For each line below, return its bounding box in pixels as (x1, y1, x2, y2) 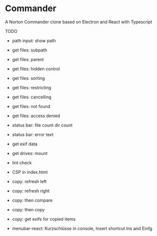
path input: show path (12, 37, 56, 44)
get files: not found (12, 103, 51, 109)
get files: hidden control (12, 66, 60, 72)
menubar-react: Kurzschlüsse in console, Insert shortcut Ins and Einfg (12, 225, 153, 231)
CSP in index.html (12, 169, 48, 175)
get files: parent (12, 56, 44, 62)
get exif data (12, 141, 38, 147)
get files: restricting (12, 84, 52, 90)
